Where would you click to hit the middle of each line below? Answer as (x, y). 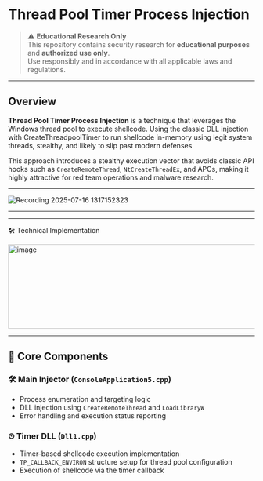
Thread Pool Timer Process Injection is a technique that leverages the (122, 120)
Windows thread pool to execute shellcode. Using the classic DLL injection (128, 129)
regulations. (47, 69)
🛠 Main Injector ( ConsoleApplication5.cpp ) (90, 380)
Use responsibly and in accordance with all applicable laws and (130, 61)
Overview (32, 102)
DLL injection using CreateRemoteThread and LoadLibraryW (112, 408)
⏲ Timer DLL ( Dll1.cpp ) (52, 436)
